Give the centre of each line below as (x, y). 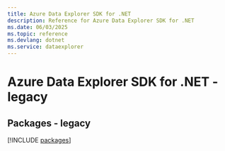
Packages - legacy (49, 123)
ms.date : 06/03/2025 (38, 27)
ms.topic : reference (38, 34)
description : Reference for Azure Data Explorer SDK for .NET (101, 21)
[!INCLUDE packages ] (39, 140)
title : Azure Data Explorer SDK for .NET (69, 14)
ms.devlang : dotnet (36, 40)
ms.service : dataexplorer (45, 47)
